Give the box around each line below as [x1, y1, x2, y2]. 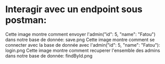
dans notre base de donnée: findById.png [5, 52, 93, 59]
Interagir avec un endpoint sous [5, 4, 143, 15]
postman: [5, 14, 47, 26]
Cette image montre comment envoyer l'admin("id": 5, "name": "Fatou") [5, 31, 156, 37]
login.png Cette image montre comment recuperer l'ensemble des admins [5, 47, 160, 53]
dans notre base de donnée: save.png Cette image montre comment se [5, 37, 155, 43]
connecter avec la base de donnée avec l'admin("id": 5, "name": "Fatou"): [5, 42, 160, 48]
